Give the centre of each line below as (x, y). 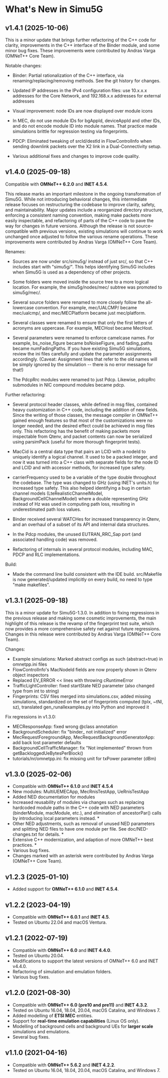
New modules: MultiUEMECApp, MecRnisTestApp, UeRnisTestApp (81, 792)
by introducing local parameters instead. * (56, 819)
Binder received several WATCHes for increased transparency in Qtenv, (86, 519)
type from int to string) (36, 691)
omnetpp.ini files (30, 664)
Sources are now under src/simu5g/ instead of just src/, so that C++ (83, 261)
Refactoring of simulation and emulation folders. (62, 971)
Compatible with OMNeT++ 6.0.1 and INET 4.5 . (61, 917)
